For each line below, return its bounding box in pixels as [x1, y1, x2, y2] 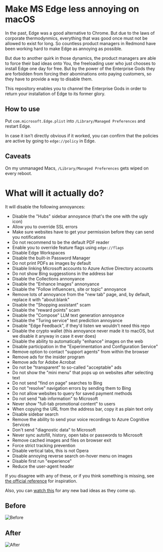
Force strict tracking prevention [12, 442, 76, 448]
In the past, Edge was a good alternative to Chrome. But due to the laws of [5, 30, 155, 36]
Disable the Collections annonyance [12, 276, 85, 281]
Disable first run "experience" [12, 458, 72, 464]
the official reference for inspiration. [5, 478, 78, 484]
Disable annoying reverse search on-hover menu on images [12, 452, 133, 459]
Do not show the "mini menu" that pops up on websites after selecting [12, 369, 154, 376]
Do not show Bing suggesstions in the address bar [12, 271, 114, 276]
